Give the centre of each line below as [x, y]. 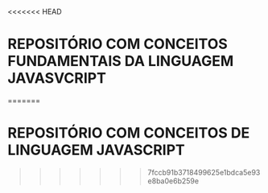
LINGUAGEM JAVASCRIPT [97, 150]
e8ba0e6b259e [173, 181]
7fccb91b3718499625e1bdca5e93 [204, 172]
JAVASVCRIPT [57, 78]
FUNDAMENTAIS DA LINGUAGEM [121, 62]
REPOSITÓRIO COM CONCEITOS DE [129, 133]
